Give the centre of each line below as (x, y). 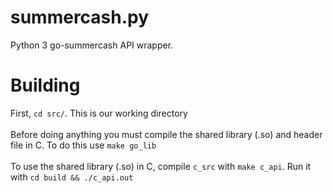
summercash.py (80, 17)
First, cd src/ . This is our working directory (99, 113)
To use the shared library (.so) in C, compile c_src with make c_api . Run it (161, 166)
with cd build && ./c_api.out (72, 177)
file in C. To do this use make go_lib (83, 145)
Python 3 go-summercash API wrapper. (92, 45)
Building (45, 85)
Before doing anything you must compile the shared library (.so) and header (166, 134)
